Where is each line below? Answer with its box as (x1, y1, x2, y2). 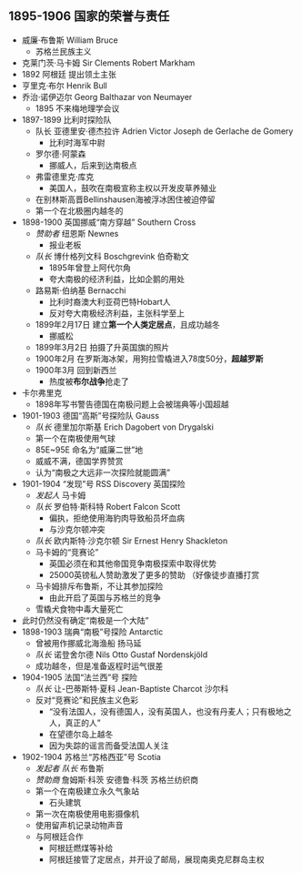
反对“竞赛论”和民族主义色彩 (35, 695, 138, 706)
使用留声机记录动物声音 (35, 819, 124, 830)
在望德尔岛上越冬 (48, 728, 114, 739)
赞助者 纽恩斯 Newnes (35, 228, 119, 239)
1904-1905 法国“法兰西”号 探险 (21, 672, 138, 683)
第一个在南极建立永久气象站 (35, 786, 140, 797)
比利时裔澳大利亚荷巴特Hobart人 (48, 296, 171, 307)
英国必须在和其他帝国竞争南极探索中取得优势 (48, 558, 217, 569)
